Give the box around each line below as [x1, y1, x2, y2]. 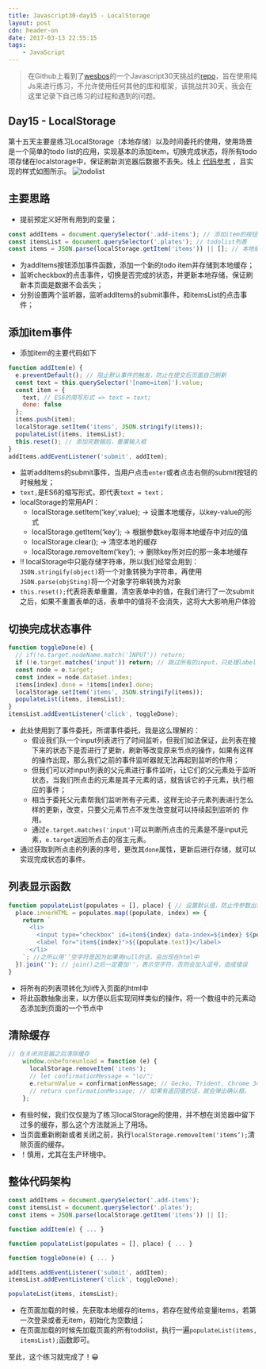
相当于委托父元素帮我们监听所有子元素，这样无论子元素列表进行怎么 [31, 795, 254, 804]
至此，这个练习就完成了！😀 [8, 1352, 99, 1362]
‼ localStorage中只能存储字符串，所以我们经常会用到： [19, 557, 199, 567]
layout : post [8, 19, 51, 27]
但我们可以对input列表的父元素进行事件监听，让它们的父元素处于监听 [31, 765, 256, 775]
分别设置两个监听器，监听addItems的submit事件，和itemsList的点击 [19, 290, 241, 300]
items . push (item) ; [15, 416, 77, 424]
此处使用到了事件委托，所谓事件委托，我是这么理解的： [19, 725, 200, 735]
